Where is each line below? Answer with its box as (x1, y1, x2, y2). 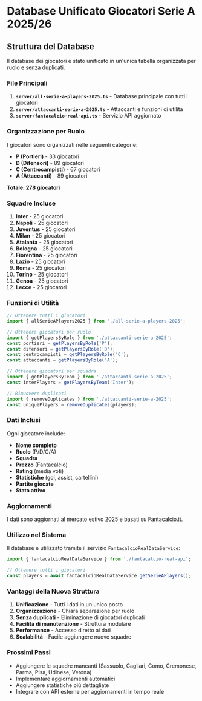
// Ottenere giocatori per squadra (7, 368, 97, 374)
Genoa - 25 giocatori (15, 277, 68, 284)
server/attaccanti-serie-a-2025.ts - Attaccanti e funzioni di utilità (15, 106, 183, 113)
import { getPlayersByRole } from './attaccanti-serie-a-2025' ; (7, 335, 172, 341)
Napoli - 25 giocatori (15, 219, 68, 226)
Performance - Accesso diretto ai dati (15, 626, 111, 634)
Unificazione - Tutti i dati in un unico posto (15, 601, 123, 608)
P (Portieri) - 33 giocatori (15, 153, 79, 160)
